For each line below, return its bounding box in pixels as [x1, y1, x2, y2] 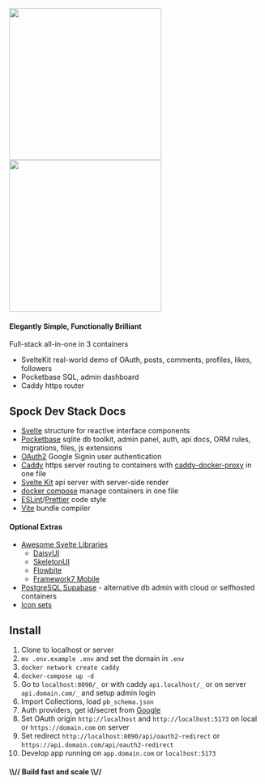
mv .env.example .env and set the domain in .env [20, 654, 185, 663]
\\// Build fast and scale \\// [9, 766, 102, 777]
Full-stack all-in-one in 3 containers [9, 339, 129, 349]
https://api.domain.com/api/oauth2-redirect [20, 741, 174, 749]
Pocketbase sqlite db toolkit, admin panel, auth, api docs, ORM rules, [20, 434, 251, 445]
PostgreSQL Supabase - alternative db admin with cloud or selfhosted [20, 583, 255, 593]
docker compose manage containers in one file [20, 486, 179, 496]
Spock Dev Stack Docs [9, 404, 126, 418]
